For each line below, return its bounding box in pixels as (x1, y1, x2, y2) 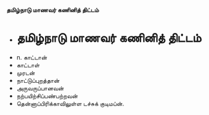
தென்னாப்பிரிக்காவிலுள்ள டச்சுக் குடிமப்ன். (16, 99, 125, 107)
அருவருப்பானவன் (16, 84, 64, 92)
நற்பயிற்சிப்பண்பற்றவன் (16, 92, 78, 100)
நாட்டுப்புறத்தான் (16, 76, 60, 84)
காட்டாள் (16, 61, 40, 69)
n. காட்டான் (16, 53, 47, 61)
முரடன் (16, 68, 36, 77)
